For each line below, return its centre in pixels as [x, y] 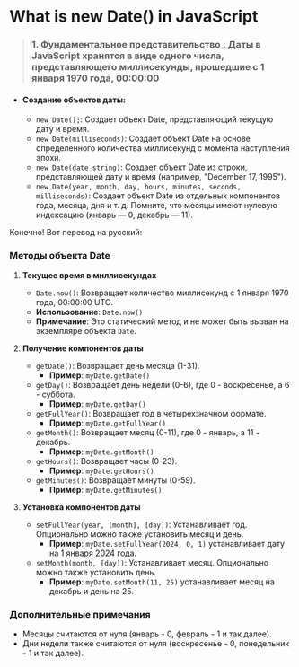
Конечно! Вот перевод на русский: [76, 233]
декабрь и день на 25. [92, 591]
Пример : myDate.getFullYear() [108, 423]
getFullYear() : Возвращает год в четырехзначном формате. [151, 413]
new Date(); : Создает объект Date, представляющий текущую [154, 119]
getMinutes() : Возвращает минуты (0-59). [115, 480]
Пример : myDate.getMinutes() [106, 489]
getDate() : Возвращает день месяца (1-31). [118, 365]
